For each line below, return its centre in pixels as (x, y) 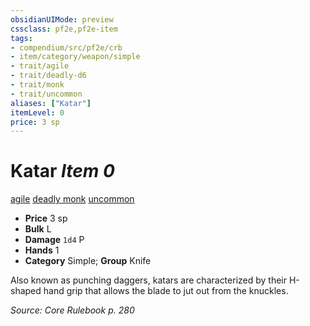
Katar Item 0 (62, 171)
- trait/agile (40, 66)
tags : (21, 38)
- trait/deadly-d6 (48, 76)
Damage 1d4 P (54, 240)
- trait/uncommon (46, 94)
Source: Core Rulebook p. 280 (72, 310)
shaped (26, 291)
